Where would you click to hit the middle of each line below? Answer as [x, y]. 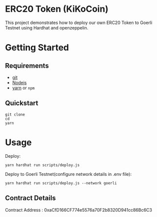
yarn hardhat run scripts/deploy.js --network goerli [61, 183]
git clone [15, 114]
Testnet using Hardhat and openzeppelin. [47, 27]
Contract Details [31, 198]
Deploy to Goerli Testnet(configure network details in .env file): [68, 174]
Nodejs [19, 82]
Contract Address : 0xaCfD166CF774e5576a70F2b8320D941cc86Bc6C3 [79, 210]
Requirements [27, 65]
